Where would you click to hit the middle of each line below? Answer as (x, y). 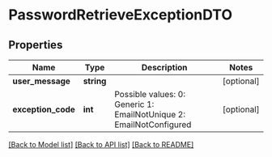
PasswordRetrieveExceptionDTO (121, 15)
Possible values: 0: (150, 94)
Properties (36, 45)
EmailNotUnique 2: (150, 115)
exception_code (44, 109)
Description (164, 68)
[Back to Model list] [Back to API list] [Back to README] (101, 144)
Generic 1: (134, 104)
